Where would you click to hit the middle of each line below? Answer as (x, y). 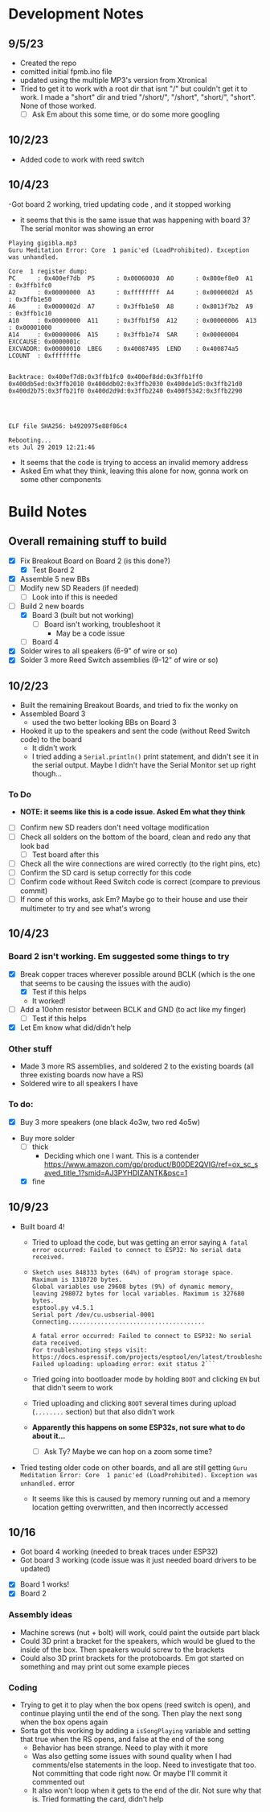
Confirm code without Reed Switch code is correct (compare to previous (140, 881)
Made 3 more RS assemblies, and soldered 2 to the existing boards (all (137, 1066)
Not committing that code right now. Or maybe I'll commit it (129, 1773)
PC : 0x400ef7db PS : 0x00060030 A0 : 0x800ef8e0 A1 (131, 278)
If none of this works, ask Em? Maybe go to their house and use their (134, 899)
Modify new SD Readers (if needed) (79, 587)
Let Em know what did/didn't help (76, 1027)
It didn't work (54, 748)
